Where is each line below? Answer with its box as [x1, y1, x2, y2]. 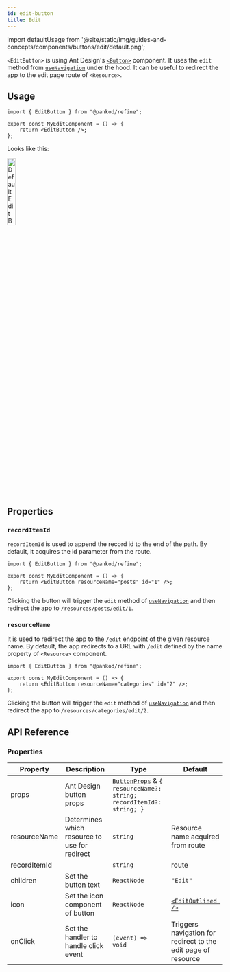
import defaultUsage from [7, 35, 80, 43]
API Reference [7, 726, 70, 738]
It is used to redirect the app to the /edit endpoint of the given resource [7, 635, 210, 643]
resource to [64, 832, 102, 841]
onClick [10, 936, 36, 946]
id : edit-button [7, 10, 53, 17]
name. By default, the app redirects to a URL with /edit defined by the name [7, 642, 222, 651]
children [10, 875, 37, 885]
